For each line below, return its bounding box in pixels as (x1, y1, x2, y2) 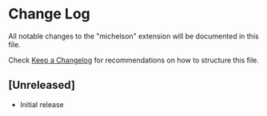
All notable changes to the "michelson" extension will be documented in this (8, 31, 259, 41)
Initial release (19, 99, 64, 109)
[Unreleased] (8, 78, 76, 92)
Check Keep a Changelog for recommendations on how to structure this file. (8, 55, 260, 65)
